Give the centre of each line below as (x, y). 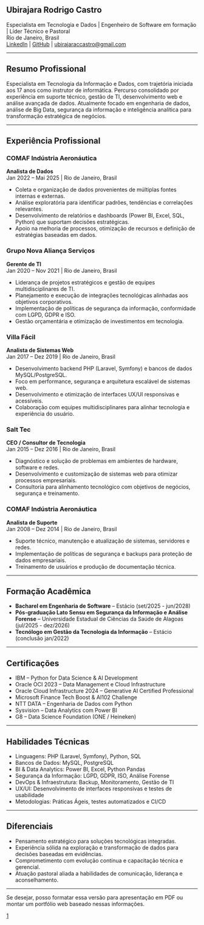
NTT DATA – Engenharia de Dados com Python (73, 704)
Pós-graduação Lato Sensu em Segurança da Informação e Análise (101, 613)
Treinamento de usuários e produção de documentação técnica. (95, 566)
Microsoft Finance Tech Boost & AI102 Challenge (76, 697)
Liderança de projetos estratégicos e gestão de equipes (85, 282)
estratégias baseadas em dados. (56, 235)
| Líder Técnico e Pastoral (38, 31)
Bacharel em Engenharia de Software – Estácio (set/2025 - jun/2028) (103, 606)
